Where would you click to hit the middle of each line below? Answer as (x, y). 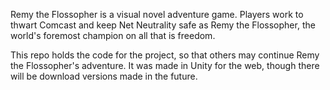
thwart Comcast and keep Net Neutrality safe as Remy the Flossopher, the (163, 25)
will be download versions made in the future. (104, 76)
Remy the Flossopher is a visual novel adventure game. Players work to (157, 14)
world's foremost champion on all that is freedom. (113, 35)
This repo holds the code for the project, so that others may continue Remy (165, 55)
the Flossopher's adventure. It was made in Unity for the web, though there (165, 65)
